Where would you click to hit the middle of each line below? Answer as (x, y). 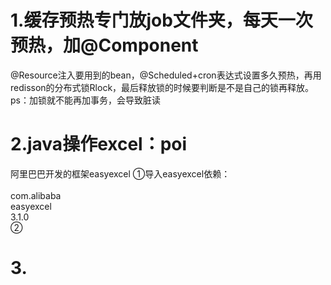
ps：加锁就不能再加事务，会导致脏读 (85, 100)
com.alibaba (36, 195)
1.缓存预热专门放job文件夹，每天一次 (161, 20)
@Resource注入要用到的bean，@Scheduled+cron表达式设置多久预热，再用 (166, 75)
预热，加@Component (104, 45)
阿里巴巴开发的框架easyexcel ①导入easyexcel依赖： (120, 173)
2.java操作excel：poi (99, 144)
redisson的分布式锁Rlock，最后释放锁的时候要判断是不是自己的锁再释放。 (162, 87)
